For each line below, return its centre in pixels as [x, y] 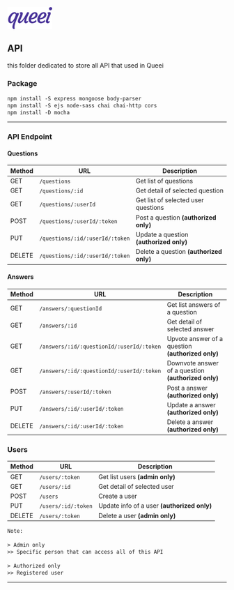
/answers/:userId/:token [75, 392]
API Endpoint [30, 137]
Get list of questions [164, 181]
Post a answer [187, 388]
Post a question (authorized [176, 217]
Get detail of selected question [180, 190]
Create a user [118, 496]
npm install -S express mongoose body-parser [74, 99]
